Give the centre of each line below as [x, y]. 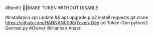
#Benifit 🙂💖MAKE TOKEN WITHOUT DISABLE [52, 8]
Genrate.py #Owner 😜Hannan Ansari [43, 28]
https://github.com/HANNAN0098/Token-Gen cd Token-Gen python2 [77, 23]
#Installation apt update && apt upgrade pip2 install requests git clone [77, 17]
